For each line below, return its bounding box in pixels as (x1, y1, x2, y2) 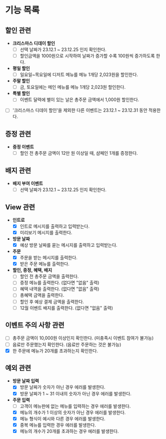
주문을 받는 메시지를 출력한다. (19, 255, 77, 261)
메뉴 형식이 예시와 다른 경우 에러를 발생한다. (19, 415, 105, 421)
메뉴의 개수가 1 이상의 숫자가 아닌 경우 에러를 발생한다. (19, 409, 126, 415)
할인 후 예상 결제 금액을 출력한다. (19, 298, 84, 304)
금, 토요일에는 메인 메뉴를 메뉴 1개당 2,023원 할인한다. (19, 84, 126, 90)
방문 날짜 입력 (12, 378, 39, 384)
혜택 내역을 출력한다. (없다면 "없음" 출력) (19, 286, 99, 292)
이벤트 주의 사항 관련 (5, 321, 64, 329)
